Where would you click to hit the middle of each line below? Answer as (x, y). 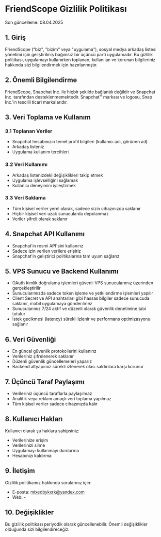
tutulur (19, 314)
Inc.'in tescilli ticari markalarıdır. (36, 102)
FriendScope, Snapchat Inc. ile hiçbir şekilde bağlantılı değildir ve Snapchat (80, 92)
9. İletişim (20, 471)
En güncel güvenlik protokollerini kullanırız (54, 351)
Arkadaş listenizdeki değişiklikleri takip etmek (57, 175)
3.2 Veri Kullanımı (26, 164)
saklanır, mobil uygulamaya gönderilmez (52, 304)
